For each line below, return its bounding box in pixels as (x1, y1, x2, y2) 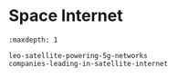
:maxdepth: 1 (8, 35, 58, 44)
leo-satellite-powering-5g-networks (8, 51, 148, 60)
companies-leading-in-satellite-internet (8, 59, 169, 68)
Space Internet (8, 5, 124, 26)
